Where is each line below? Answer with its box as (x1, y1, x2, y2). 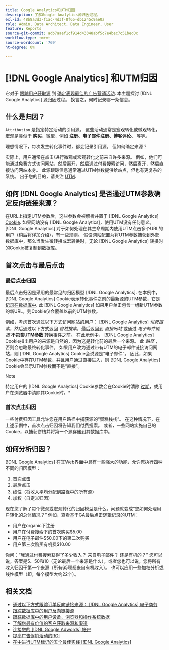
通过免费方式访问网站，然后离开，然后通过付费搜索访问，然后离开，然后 (9, 160, 159, 167)
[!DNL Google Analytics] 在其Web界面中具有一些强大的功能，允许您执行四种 (5, 459, 163, 465)
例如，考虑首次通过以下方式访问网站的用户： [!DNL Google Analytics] (5, 319, 149, 325)
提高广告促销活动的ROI (12, 632, 60, 639)
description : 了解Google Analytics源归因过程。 (5, 12, 101, 17)
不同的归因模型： (5, 465, 41, 471)
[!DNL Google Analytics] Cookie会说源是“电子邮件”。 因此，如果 (19, 350, 152, 356)
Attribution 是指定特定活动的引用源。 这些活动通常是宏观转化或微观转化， (5, 127, 160, 133)
